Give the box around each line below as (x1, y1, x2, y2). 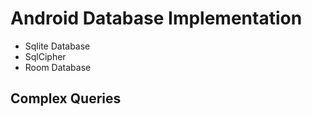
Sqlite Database (24, 40, 91, 52)
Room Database (24, 61, 92, 73)
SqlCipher (24, 50, 67, 62)
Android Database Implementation (10, 7, 303, 30)
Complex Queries (10, 90, 122, 107)
